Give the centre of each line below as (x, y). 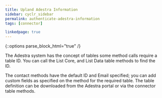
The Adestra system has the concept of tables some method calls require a (81, 56)
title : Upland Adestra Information (41, 10)
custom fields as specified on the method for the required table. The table (80, 81)
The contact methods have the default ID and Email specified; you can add (81, 75)
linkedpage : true (23, 32)
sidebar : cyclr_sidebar (29, 14)
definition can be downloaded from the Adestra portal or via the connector (81, 86)
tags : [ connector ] (24, 23)
